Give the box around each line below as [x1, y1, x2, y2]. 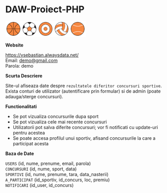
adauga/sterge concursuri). [5, 93, 63, 99]
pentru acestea [12, 130, 45, 136]
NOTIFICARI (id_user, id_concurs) [5, 182, 74, 188]
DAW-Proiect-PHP [5, 4, 85, 15]
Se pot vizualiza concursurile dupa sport [12, 113, 99, 119]
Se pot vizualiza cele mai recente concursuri [12, 119, 107, 125]
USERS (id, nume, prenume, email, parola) [5, 160, 91, 166]
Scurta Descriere [5, 73, 43, 79]
